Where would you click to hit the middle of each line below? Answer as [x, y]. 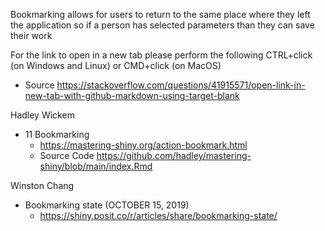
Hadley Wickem [42, 115]
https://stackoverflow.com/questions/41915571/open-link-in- [181, 85]
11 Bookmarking [57, 134]
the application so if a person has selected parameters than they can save [162, 25]
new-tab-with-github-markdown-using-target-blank [132, 95]
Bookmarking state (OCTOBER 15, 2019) [107, 205]
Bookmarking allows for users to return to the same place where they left [160, 14]
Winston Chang [42, 185]
